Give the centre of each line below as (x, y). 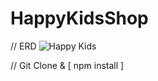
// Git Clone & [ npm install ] (67, 65)
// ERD (23, 46)
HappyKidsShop (79, 18)
